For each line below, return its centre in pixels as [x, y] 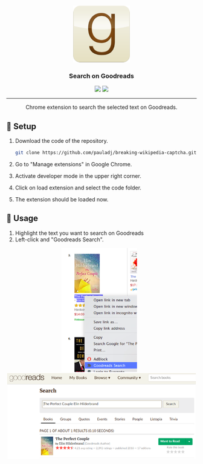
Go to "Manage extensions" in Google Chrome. [73, 164]
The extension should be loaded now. [62, 199]
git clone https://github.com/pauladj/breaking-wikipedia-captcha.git [106, 153]
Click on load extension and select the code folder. [78, 188]
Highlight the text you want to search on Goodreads [79, 233]
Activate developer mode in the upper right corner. [78, 176]
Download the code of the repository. [62, 141]
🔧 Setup [21, 126]
